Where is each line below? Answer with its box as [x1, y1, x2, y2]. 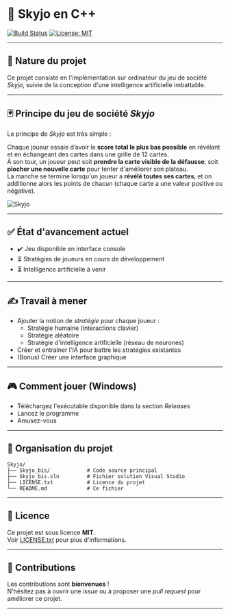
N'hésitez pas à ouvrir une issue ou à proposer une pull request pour [7, 587, 201, 595]
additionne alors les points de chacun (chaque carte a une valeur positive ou [7, 179, 223, 187]
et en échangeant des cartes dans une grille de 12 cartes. [7, 150, 169, 158]
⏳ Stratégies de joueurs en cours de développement [16, 255, 165, 263]
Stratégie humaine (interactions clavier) [27, 324, 139, 332]
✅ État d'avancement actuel [7, 226, 129, 237]
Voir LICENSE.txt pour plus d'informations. [7, 535, 127, 544]
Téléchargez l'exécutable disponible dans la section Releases [16, 402, 190, 410]
